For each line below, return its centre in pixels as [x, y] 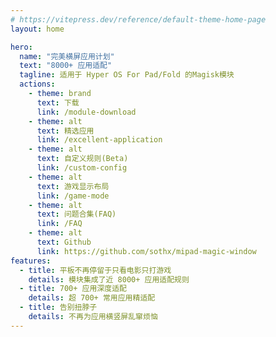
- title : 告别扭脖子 [58, 307]
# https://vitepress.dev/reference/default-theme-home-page [138, 19]
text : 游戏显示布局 [73, 186]
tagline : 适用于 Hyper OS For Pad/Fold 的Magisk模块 [127, 75]
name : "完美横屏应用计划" [67, 56]
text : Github [64, 242]
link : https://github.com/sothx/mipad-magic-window [146, 251]
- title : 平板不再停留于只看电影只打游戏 [95, 270]
